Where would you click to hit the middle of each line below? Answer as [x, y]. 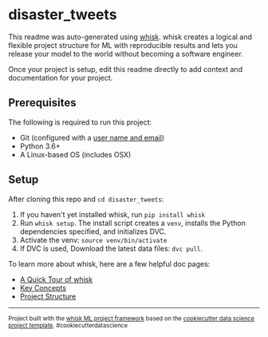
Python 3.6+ [40, 146]
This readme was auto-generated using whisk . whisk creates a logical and [130, 37]
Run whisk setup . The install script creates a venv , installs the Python [132, 223]
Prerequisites [42, 103]
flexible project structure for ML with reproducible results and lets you [123, 45]
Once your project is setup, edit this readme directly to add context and [126, 69]
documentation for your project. [61, 77]
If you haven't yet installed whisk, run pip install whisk [112, 214]
